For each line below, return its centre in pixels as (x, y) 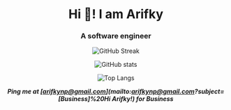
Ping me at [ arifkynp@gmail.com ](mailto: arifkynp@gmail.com (101, 92)
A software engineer (116, 36)
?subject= (209, 92)
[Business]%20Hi (84, 99)
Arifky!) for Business (142, 99)
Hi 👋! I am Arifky (116, 14)
